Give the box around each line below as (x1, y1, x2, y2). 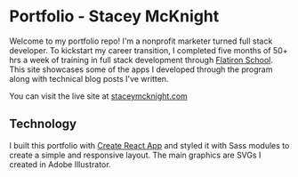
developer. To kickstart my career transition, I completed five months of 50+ (9, 44, 288, 55)
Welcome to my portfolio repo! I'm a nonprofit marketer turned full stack (9, 36, 273, 46)
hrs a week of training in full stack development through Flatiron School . (9, 54, 273, 65)
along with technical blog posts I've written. (9, 73, 169, 84)
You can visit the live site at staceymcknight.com (9, 91, 189, 101)
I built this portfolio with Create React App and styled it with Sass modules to (9, 140, 290, 150)
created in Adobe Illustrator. (9, 158, 111, 170)
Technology (9, 117, 77, 132)
